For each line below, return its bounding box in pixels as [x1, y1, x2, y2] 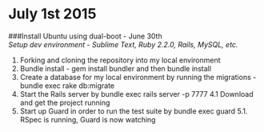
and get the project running [19, 98, 110, 107]
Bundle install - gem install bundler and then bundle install [19, 63, 212, 73]
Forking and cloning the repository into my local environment [19, 55, 222, 65]
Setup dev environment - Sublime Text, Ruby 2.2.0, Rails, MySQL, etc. [8, 39, 238, 49]
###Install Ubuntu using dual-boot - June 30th [8, 31, 162, 41]
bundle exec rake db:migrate [19, 81, 115, 90]
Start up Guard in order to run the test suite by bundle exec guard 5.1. [19, 106, 248, 116]
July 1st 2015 [8, 5, 97, 23]
